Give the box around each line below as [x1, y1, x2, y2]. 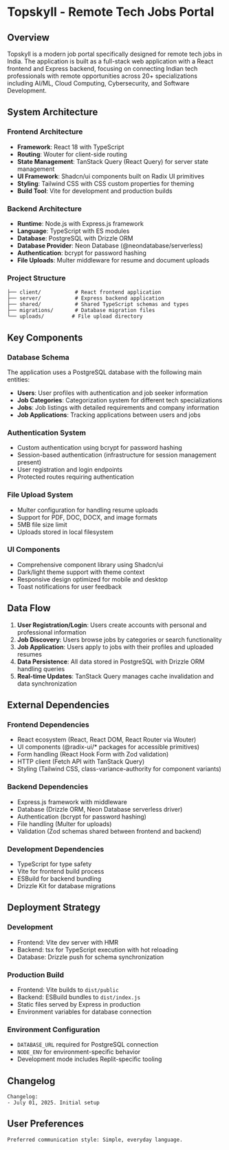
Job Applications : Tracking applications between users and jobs [17, 411, 201, 419]
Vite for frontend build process [17, 867, 105, 875]
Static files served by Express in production [17, 1000, 141, 1008]
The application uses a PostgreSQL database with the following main [7, 368, 202, 376]
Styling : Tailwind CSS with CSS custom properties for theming [17, 179, 195, 187]
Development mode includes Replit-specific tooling [17, 1055, 162, 1063]
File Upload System [7, 490, 74, 500]
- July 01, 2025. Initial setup [7, 1100, 100, 1107]
